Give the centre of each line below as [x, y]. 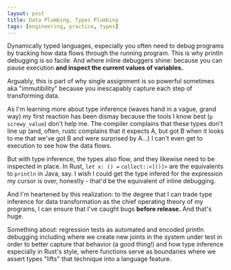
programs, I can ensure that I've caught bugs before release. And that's [110, 209]
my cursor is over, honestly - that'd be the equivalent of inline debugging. [111, 181]
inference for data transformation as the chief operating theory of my [105, 202]
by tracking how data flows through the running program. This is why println [115, 53]
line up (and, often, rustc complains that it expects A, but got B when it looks [115, 131]
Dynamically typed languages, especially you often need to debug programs [115, 46]
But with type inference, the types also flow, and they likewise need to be [111, 159]
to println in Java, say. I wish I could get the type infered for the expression [115, 174]
